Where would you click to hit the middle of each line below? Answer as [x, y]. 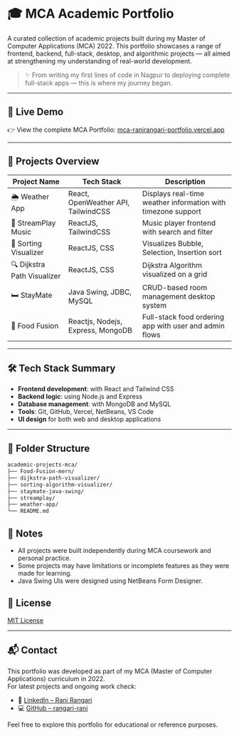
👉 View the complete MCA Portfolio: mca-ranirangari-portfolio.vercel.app [116, 130]
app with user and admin [184, 326]
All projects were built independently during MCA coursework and [114, 550]
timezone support [171, 211]
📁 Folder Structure [49, 449]
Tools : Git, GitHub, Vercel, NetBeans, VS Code [86, 412]
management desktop [179, 296]
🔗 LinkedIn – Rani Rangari [55, 700]
